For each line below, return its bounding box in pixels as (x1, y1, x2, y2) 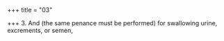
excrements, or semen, (7, 27, 73, 34)
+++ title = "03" (7, 6, 53, 14)
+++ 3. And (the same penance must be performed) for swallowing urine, (7, 19, 218, 27)
